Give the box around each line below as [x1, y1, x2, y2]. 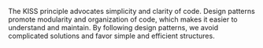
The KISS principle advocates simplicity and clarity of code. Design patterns [8, 7, 256, 15]
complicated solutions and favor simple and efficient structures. [8, 31, 215, 40]
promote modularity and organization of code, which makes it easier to [8, 15, 238, 24]
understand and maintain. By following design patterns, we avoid [8, 23, 219, 32]
